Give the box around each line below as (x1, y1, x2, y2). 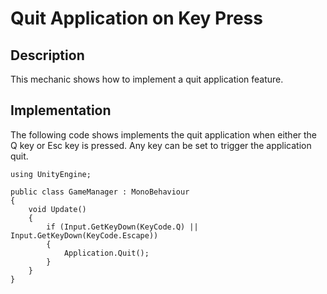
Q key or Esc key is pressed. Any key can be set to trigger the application (10, 139, 312, 151)
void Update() (28, 204, 87, 214)
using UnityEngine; (10, 169, 92, 179)
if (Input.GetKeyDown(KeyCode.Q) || (46, 222, 199, 232)
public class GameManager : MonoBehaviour (10, 187, 190, 197)
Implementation (10, 102, 112, 119)
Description (10, 47, 85, 64)
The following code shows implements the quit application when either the (10, 128, 318, 141)
